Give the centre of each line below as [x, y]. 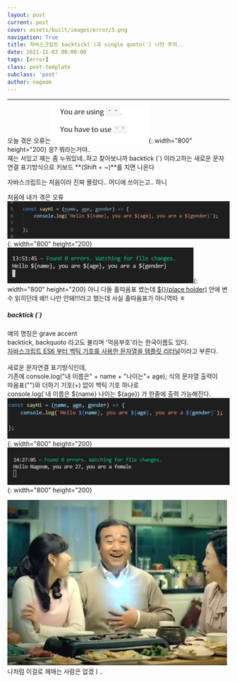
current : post [28, 22]
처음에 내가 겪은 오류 [36, 197]
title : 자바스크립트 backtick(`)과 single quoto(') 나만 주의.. [96, 45]
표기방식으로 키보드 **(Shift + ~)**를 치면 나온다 [87, 167]
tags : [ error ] [28, 60]
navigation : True [33, 37]
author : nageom [30, 82]
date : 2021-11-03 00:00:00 [47, 52]
